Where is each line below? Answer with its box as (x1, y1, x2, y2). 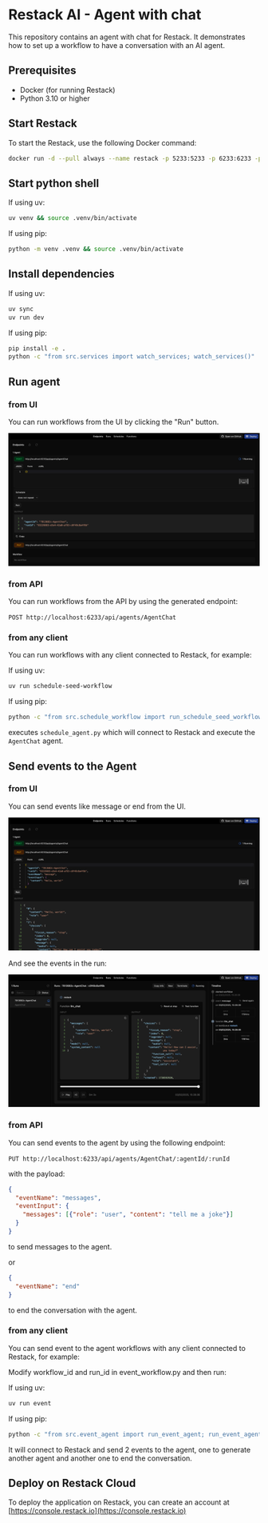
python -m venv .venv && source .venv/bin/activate (8, 246, 183, 254)
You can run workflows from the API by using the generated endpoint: (8, 597, 238, 606)
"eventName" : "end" (15, 1282, 81, 1290)
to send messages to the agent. (8, 1241, 112, 1251)
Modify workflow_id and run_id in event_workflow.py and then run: (8, 1367, 227, 1377)
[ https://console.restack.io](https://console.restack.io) (8, 1506, 187, 1516)
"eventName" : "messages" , (15, 1193, 102, 1201)
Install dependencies (8, 267, 115, 281)
